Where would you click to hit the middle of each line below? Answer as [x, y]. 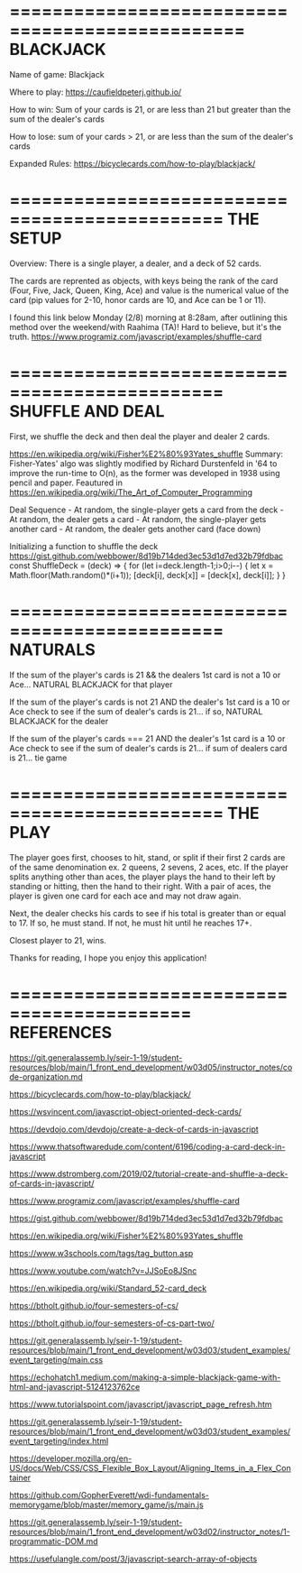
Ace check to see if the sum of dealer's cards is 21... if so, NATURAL [136, 711]
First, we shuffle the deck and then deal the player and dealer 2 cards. [140, 436]
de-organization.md [46, 1076]
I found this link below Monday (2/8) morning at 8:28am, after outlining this [149, 317]
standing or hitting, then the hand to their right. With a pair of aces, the [141, 886]
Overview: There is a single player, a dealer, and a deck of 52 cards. [136, 263]
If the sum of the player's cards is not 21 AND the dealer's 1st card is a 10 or [150, 702]
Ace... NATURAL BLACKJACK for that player [91, 684]
